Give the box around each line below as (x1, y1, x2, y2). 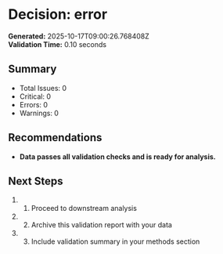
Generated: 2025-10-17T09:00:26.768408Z (8, 31, 150, 41)
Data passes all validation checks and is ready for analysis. (19, 151, 217, 161)
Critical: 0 (19, 92, 51, 101)
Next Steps (8, 174, 63, 187)
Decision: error (8, 5, 108, 24)
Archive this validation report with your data (31, 220, 172, 230)
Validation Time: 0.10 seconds (8, 39, 107, 49)
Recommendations (8, 131, 103, 144)
